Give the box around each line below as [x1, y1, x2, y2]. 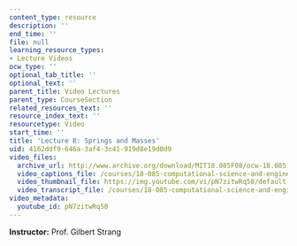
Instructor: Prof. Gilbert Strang [9, 227, 122, 237]
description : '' [9, 21, 69, 30]
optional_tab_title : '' [9, 71, 97, 80]
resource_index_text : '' [9, 111, 101, 120]
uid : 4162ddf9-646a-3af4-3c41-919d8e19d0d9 [9, 144, 172, 153]
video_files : [9, 152, 57, 162]
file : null [9, 37, 49, 47]
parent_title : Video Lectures [9, 87, 121, 96]
